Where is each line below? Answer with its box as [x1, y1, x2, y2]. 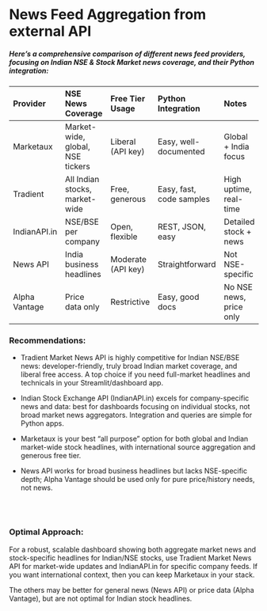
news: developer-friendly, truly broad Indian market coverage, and [20, 362, 238, 371]
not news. [20, 483, 54, 492]
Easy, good [158, 291, 200, 302]
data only [65, 302, 100, 313]
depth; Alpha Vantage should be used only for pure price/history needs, [20, 475, 256, 484]
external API [9, 22, 92, 40]
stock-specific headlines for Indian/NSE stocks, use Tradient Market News [9, 552, 252, 563]
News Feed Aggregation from [9, 6, 207, 24]
